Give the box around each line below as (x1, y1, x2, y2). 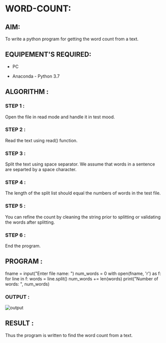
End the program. (5, 243, 41, 249)
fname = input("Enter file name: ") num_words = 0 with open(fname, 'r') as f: (5, 270, 161, 276)
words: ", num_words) (5, 281, 50, 287)
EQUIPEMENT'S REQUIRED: (5, 50, 92, 59)
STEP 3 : (5, 150, 26, 157)
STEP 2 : (5, 126, 26, 133)
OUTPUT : (5, 293, 30, 300)
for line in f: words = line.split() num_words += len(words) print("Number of (5, 275, 159, 281)
